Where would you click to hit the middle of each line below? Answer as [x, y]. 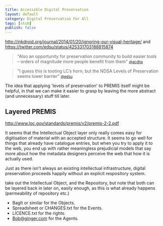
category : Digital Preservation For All [47, 19]
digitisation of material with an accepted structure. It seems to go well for [79, 138]
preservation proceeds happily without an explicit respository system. [75, 173]
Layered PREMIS [31, 111]
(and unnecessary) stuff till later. [38, 96]
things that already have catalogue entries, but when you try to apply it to [79, 143]
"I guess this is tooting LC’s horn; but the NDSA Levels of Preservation [88, 71]
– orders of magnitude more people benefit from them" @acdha [80, 62]
